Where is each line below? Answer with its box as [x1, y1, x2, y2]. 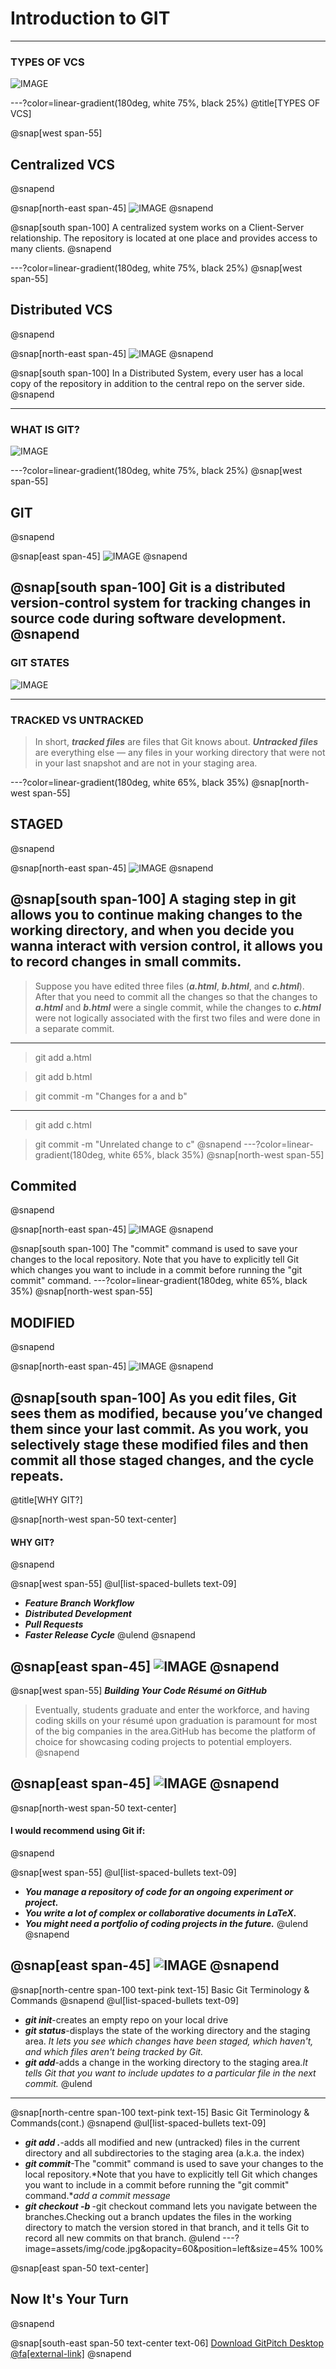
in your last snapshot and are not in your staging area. [34, 757, 258, 769]
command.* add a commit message [24, 2189, 171, 2201]
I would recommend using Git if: [10, 1825, 146, 1837]
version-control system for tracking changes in [10, 595, 312, 612]
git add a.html [34, 1051, 92, 1063]
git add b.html [34, 1070, 93, 1082]
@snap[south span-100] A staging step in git [10, 891, 297, 908]
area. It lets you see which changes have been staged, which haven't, [24, 2035, 314, 2047]
